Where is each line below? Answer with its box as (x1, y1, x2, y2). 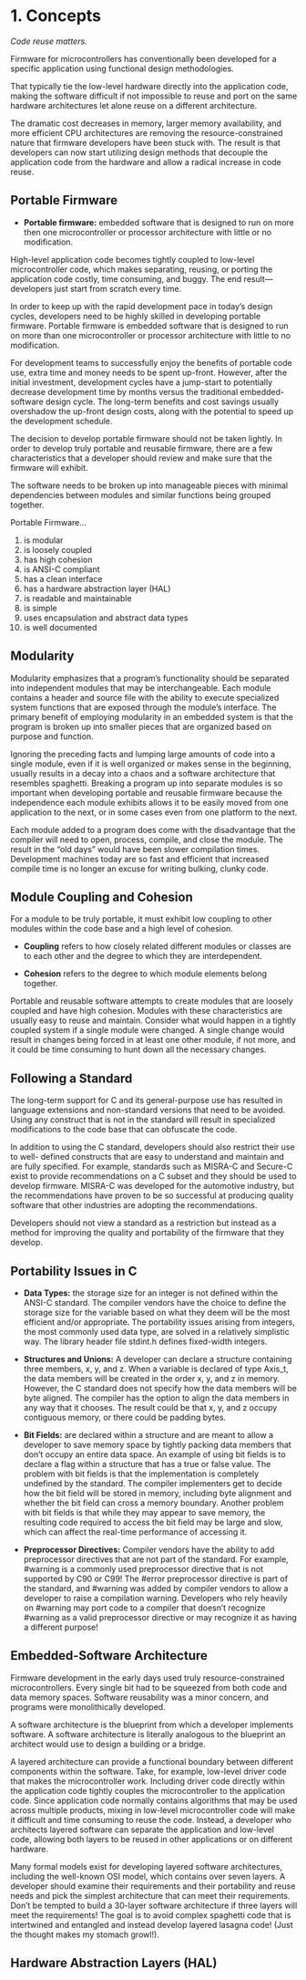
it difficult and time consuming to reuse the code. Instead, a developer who (10, 1814, 292, 1825)
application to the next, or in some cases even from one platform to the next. (10, 807, 298, 818)
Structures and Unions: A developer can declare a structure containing (23, 1354, 292, 1364)
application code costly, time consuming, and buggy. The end (10, 273, 242, 284)
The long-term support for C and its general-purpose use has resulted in (10, 1095, 283, 1106)
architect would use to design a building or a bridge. (10, 1738, 206, 1749)
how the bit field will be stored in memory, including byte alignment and (23, 1488, 292, 1498)
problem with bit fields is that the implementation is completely (23, 1468, 260, 1479)
